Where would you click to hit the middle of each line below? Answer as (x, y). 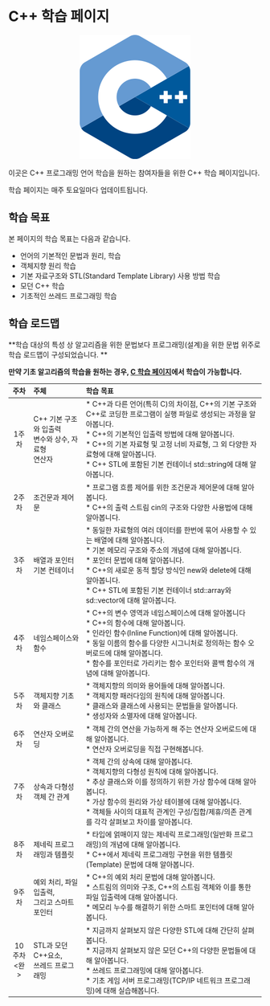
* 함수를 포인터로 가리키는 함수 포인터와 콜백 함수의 (166, 663)
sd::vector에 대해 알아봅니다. (131, 600)
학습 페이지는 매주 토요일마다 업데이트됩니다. (78, 190)
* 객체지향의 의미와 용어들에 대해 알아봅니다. (155, 686)
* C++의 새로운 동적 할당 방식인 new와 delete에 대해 (168, 570)
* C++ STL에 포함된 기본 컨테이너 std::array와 (158, 590)
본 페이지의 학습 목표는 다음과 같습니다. (70, 239)
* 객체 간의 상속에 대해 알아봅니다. (139, 761)
